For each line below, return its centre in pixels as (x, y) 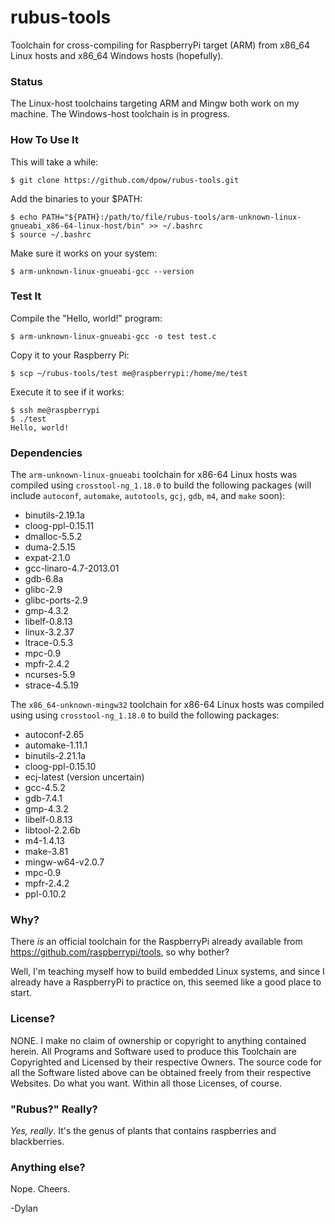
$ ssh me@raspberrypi (55, 410)
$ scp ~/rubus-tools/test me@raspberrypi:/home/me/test (129, 373)
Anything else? (48, 1167)
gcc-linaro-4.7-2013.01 (72, 568)
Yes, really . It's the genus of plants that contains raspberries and (143, 1131)
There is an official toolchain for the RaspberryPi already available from (156, 942)
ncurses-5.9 (50, 675)
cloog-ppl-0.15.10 (60, 767)
